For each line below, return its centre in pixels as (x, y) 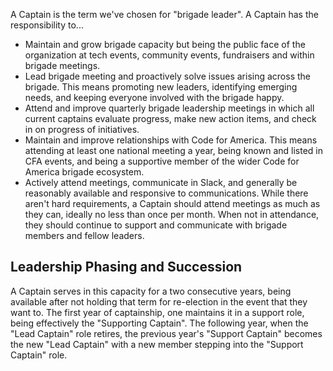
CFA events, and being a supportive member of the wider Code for (162, 161)
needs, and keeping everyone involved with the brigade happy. (154, 97)
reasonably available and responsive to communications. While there (166, 193)
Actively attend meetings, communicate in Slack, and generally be (161, 182)
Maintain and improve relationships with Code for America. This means (171, 140)
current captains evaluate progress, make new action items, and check (170, 118)
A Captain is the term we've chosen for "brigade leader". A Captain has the (164, 14)
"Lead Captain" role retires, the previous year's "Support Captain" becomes (166, 333)
